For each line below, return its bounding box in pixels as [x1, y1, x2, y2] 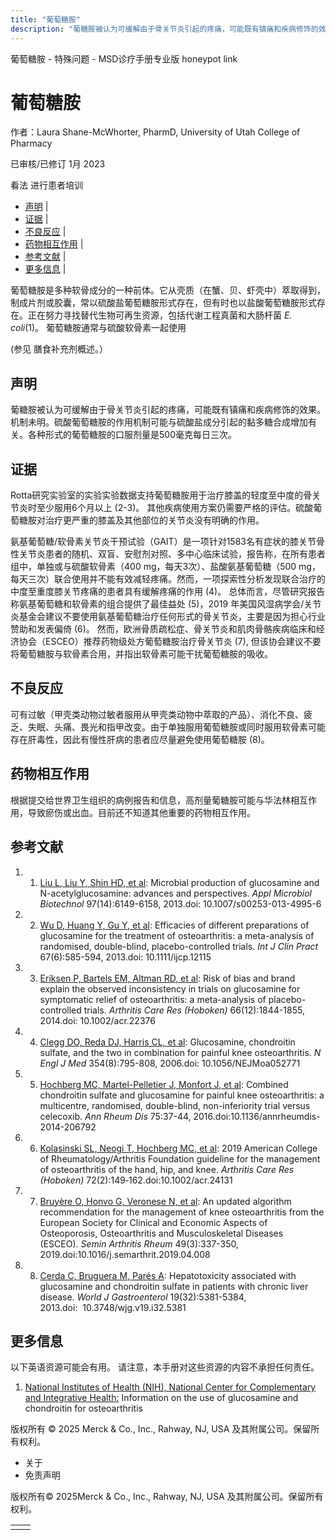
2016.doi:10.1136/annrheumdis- [193, 1110, 321, 1122]
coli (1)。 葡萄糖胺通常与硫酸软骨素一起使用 [10, 322, 187, 334]
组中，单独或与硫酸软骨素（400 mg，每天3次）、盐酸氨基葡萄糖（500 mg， [10, 561, 321, 573]
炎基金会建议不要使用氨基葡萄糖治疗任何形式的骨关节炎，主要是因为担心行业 [10, 611, 326, 623]
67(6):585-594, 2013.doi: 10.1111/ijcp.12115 [39, 951, 212, 963]
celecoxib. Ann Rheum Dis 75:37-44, [39, 1110, 192, 1122]
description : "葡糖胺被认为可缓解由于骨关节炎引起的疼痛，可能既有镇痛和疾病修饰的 [10, 24, 319, 34]
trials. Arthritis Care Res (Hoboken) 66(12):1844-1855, [83, 1004, 305, 1016]
